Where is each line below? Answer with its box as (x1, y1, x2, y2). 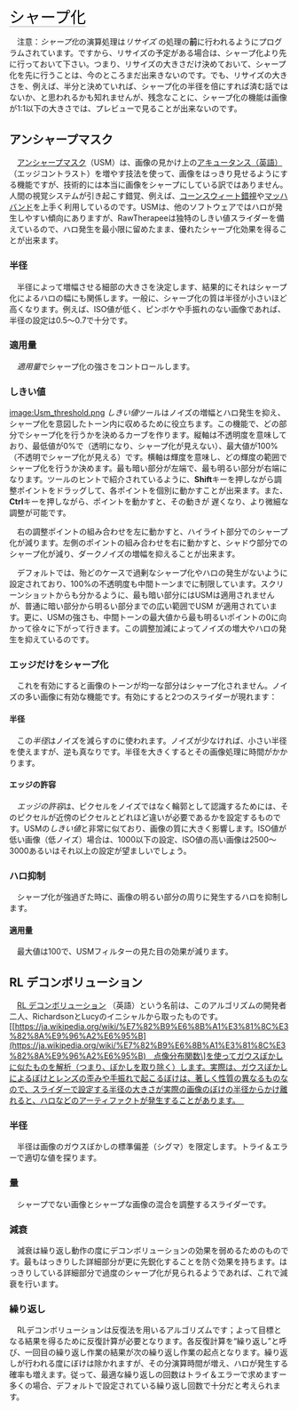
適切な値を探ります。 (24, 1152, 102, 1164)
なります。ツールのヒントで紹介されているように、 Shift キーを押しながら (9, 474, 275, 485)
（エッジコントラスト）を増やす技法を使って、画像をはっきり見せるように (9, 168, 281, 179)
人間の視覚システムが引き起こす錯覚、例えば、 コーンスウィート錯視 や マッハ (9, 190, 288, 201)
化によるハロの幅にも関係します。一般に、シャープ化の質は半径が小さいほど (9, 293, 287, 303)
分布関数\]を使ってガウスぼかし (169, 1051, 284, 1061)
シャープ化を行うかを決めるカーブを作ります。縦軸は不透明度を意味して (24, 430, 287, 440)
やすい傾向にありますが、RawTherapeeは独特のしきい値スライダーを (24, 213, 278, 223)
